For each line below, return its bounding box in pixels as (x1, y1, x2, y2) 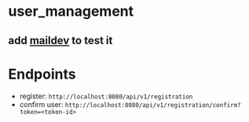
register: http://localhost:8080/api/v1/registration (19, 91, 193, 101)
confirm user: (19, 99, 64, 109)
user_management (8, 2, 134, 20)
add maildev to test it (8, 34, 113, 47)
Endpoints (8, 65, 76, 83)
